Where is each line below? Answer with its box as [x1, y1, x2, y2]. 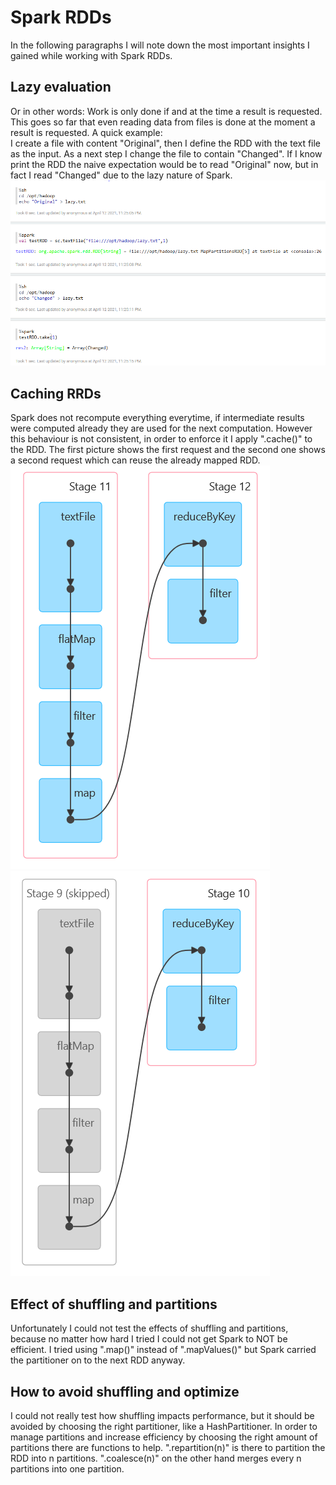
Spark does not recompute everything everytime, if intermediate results [10, 412, 305, 424]
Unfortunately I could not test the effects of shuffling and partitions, [10, 1322, 289, 1335]
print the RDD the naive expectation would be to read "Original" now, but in [10, 158, 319, 170]
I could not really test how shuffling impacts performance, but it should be [10, 1409, 315, 1421]
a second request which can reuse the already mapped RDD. [10, 454, 261, 466]
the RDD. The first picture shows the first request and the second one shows [10, 444, 326, 456]
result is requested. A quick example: [10, 126, 163, 138]
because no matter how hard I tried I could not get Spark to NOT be [10, 1333, 288, 1345]
